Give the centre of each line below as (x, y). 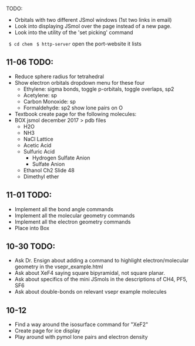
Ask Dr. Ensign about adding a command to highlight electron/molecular (102, 261)
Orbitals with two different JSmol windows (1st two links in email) (93, 20)
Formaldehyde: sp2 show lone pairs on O (73, 108)
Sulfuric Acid (39, 151)
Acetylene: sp (40, 95)
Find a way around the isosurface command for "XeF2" (81, 325)
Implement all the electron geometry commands (73, 222)
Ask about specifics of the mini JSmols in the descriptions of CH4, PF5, (101, 280)
